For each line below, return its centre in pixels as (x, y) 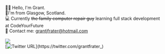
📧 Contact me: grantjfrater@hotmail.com (47, 31)
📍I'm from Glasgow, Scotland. (36, 13)
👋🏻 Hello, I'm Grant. (25, 8)
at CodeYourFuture (24, 26)
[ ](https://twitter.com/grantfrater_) (54, 46)
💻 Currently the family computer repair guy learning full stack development (82, 18)
